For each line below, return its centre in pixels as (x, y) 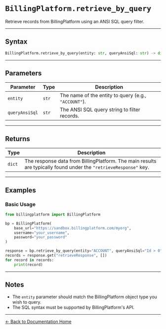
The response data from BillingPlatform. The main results (90, 161)
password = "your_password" (41, 237)
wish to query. (27, 302)
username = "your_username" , (42, 233)
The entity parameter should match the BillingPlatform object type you (84, 297)
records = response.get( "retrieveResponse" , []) (56, 256)
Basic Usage (21, 204)
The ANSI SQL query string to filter (100, 110)
